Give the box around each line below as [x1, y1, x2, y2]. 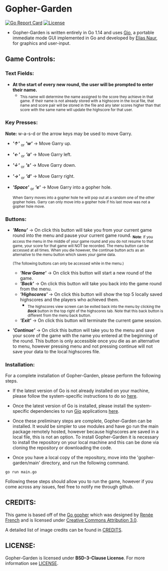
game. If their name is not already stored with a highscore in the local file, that [20, 99, 154, 104]
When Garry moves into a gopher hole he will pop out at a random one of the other [12, 195, 155, 200]
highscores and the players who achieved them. [20, 296, 119, 302]
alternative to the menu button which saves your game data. [12, 252, 116, 257]
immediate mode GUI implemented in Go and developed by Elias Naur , [12, 35, 158, 41]
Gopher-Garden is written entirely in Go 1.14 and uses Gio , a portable [12, 29, 154, 35]
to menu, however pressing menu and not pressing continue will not [12, 343, 153, 349]
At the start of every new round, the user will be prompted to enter [12, 81, 154, 87]
